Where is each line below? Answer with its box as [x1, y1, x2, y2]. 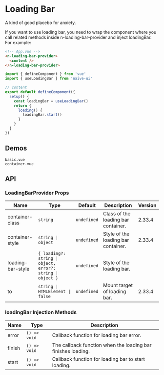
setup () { [9, 94, 29, 99]
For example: [5, 39, 32, 45]
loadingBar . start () [22, 112, 62, 117]
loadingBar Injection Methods [5, 309, 77, 316]
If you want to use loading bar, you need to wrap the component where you [5, 29, 157, 35]
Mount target [103, 282, 133, 289]
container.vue [5, 161, 34, 166]
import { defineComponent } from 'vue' [5, 72, 86, 76]
